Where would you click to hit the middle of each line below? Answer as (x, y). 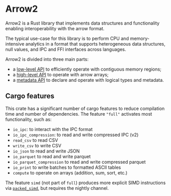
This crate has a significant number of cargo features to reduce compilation (85, 108)
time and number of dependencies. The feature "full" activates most (79, 114)
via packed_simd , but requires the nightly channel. (57, 188)
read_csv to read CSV (35, 140)
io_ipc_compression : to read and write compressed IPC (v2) (76, 135)
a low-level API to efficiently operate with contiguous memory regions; (87, 69)
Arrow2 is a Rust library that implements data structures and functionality (82, 23)
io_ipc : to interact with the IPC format (53, 129)
